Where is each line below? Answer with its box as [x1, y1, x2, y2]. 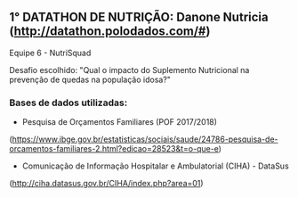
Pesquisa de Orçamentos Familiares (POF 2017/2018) [21, 117, 218, 127]
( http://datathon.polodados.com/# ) [9, 24, 211, 39]
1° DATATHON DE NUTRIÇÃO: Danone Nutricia [9, 10, 269, 25]
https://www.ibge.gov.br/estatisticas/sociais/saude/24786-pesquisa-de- [12, 134, 278, 144]
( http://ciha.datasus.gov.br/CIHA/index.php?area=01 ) [9, 178, 204, 189]
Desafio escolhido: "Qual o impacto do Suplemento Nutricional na [9, 64, 250, 75]
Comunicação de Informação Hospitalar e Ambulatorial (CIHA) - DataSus [21, 160, 289, 171]
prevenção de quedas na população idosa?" [9, 74, 172, 85]
